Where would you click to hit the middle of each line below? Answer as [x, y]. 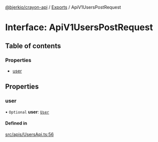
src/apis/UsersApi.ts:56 [29, 134]
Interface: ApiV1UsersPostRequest [79, 27]
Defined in [16, 123]
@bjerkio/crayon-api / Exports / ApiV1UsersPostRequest [63, 7]
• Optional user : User [27, 111]
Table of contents [33, 46]
